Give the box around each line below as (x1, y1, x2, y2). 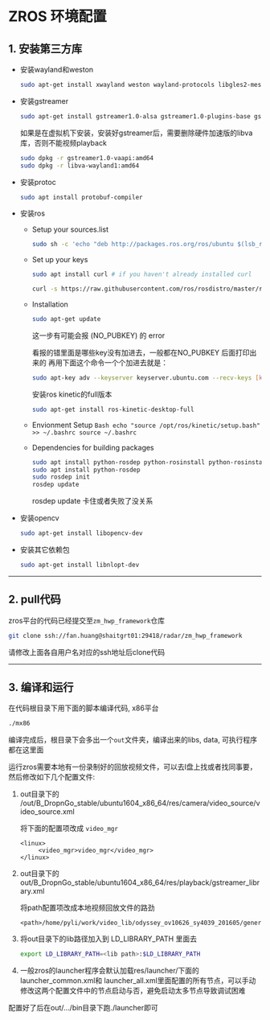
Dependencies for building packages (31, 442, 154, 452)
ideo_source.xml (19, 807, 75, 816)
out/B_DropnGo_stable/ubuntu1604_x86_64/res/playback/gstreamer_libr (19, 878, 260, 887)
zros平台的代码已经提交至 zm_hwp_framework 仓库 (8, 615, 166, 625)
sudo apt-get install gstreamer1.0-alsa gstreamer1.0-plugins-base (19, 112, 251, 121)
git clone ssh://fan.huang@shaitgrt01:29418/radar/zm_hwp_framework (8, 631, 243, 640)
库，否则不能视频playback (19, 138, 107, 147)
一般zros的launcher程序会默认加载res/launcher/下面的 (19, 966, 199, 976)
